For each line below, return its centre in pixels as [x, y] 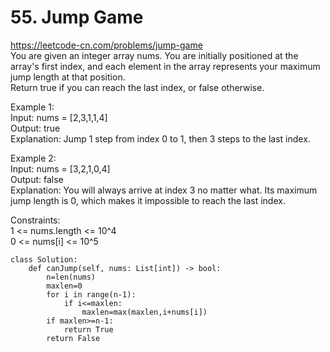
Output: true [35, 128]
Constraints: [35, 220]
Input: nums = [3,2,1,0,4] [60, 168]
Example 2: [33, 158]
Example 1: [32, 107]
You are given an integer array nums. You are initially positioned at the [154, 55]
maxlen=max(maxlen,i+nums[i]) [144, 312]
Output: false [37, 179]
